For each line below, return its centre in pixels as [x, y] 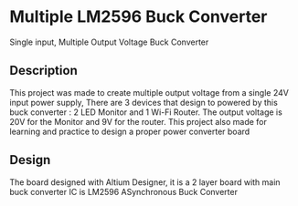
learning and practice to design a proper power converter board [130, 131]
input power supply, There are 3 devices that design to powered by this [144, 102]
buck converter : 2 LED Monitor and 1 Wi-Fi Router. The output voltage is [146, 112]
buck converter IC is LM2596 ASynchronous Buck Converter [123, 191]
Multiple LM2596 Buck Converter [138, 17]
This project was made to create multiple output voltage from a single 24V [149, 92]
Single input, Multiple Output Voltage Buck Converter [109, 42]
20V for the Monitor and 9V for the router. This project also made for [138, 121]
